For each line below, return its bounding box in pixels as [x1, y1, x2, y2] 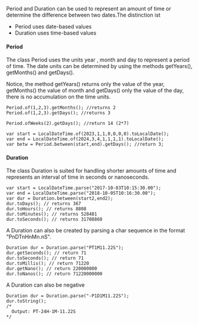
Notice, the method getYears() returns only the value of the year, [6, 81, 165, 88]
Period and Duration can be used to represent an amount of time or [6, 5, 171, 12]
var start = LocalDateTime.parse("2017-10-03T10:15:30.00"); [6, 185, 162, 191]
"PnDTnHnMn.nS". [6, 233, 52, 241]
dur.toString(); [6, 298, 47, 304]
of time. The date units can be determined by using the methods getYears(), [6, 63, 193, 70]
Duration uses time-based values [14, 29, 97, 36]
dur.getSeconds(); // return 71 [6, 250, 86, 256]
